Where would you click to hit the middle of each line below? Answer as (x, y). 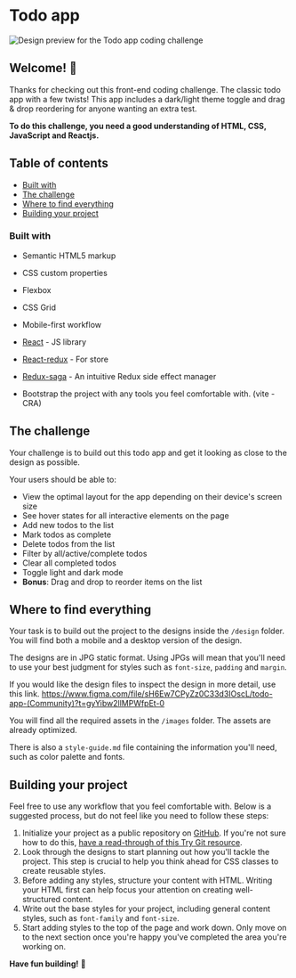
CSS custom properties (65, 273)
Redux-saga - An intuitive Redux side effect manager (119, 376)
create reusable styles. (64, 871)
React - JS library (54, 342)
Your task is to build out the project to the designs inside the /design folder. (147, 631)
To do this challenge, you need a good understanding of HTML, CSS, (138, 126)
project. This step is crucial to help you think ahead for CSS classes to (150, 861)
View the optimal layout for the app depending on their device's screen (152, 496)
